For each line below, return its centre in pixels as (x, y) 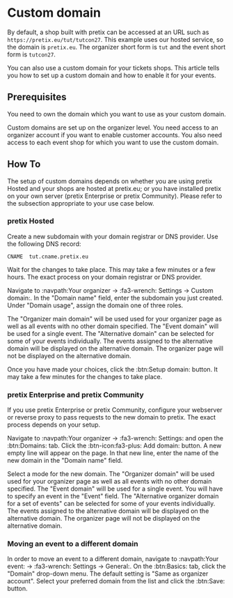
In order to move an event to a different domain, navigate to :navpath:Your (113, 559)
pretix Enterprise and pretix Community (75, 394)
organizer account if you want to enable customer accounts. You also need (115, 135)
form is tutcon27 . (31, 54)
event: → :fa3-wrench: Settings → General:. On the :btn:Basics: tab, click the (116, 567)
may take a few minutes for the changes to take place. (85, 376)
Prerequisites (37, 97)
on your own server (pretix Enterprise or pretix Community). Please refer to (115, 196)
